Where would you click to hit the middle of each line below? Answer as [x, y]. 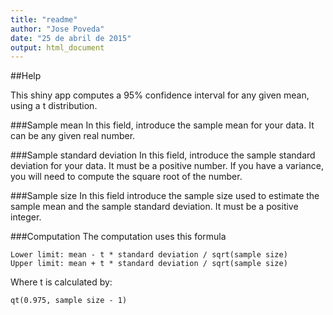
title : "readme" [44, 19]
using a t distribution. [54, 106]
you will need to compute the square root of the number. [126, 177]
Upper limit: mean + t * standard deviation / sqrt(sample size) [149, 264]
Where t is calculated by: [61, 282]
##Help [26, 76]
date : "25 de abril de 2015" [71, 38]
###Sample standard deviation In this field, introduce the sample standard [163, 155]
